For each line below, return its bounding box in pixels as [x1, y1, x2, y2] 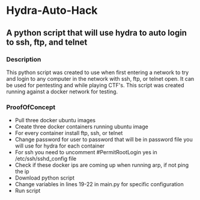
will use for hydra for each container [14, 142, 105, 149]
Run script [14, 187, 41, 195]
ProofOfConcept [6, 103, 56, 111]
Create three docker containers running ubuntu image [14, 123, 148, 130]
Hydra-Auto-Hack [6, 4, 98, 17]
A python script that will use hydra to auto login [6, 28, 187, 38]
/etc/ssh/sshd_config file [14, 155, 77, 163]
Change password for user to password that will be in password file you [14, 136, 193, 143]
